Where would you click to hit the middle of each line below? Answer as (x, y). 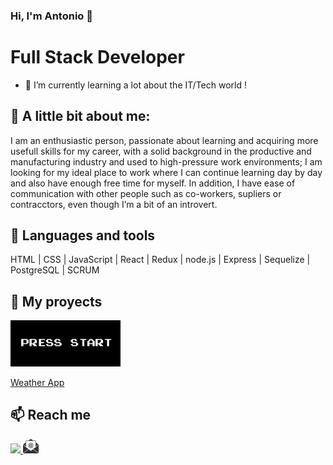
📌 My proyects (56, 301)
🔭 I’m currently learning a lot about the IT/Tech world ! (135, 85)
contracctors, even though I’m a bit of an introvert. (114, 204)
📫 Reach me (51, 415)
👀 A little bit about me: (80, 116)
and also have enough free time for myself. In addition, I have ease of (153, 183)
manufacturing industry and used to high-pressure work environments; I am (166, 161)
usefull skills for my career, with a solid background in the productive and (161, 151)
